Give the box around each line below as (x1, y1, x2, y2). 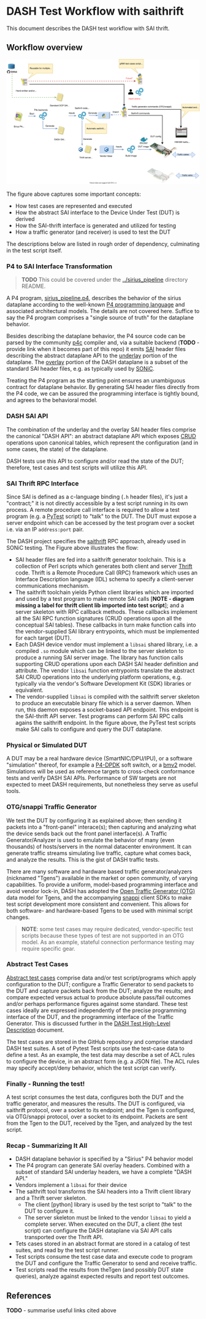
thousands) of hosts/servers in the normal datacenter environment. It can (6, 843, 192, 850)
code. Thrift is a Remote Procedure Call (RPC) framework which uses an (15, 569, 198, 576)
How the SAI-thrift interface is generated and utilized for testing (15, 222, 177, 230)
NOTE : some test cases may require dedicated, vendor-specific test (21, 925, 194, 932)
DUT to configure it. (24, 1207, 75, 1215)
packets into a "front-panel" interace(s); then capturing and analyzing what (6, 823, 196, 830)
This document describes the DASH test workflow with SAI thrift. (6, 25, 170, 32)
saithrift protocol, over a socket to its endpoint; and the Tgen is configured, (6, 1107, 196, 1114)
